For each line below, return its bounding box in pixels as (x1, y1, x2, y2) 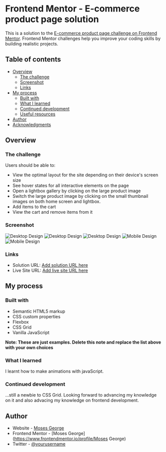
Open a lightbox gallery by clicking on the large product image (12, 188, 141, 194)
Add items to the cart (12, 204, 56, 210)
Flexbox (12, 319, 29, 325)
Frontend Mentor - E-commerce (5, 3, 140, 14)
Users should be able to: (5, 162, 56, 168)
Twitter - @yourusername (12, 441, 66, 447)
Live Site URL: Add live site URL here (12, 268, 88, 274)
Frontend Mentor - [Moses (12, 431, 67, 437)
